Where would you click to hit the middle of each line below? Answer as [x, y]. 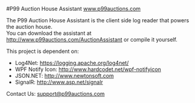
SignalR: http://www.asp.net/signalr [59, 82]
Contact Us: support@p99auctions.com [56, 94]
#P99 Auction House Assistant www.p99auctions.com [73, 9]
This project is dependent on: [43, 51]
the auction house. [29, 27]
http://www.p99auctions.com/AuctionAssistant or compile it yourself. [92, 39]
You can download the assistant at [49, 33]
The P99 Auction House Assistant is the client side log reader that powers [98, 20]
